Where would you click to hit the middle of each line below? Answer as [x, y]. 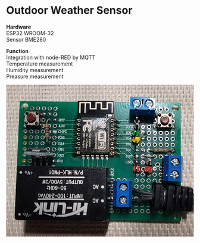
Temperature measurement [40, 64]
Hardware [19, 27]
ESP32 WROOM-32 [30, 33]
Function [17, 51]
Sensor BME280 [26, 39]
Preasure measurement [35, 76]
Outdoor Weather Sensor [69, 10]
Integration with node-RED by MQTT [51, 57]
